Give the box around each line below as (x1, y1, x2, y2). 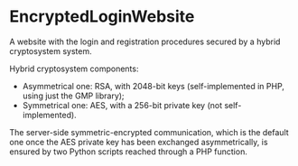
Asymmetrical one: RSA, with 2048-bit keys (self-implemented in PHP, (22, 80, 284, 91)
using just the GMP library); (22, 90, 125, 101)
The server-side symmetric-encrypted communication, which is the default (9, 126, 289, 137)
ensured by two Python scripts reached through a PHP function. (9, 146, 248, 157)
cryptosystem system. (9, 45, 92, 56)
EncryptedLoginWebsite (9, 6, 195, 27)
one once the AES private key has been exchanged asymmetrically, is (9, 136, 268, 147)
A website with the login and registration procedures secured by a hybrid (9, 36, 281, 47)
